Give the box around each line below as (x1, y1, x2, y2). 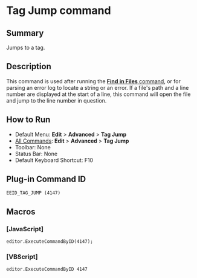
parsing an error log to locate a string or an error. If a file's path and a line (6, 84, 189, 91)
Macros (6, 206, 36, 217)
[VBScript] (6, 253, 38, 261)
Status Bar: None (15, 150, 58, 157)
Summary (6, 28, 44, 38)
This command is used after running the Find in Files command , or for (6, 77, 181, 85)
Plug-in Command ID (6, 174, 86, 185)
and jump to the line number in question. (6, 97, 107, 104)
